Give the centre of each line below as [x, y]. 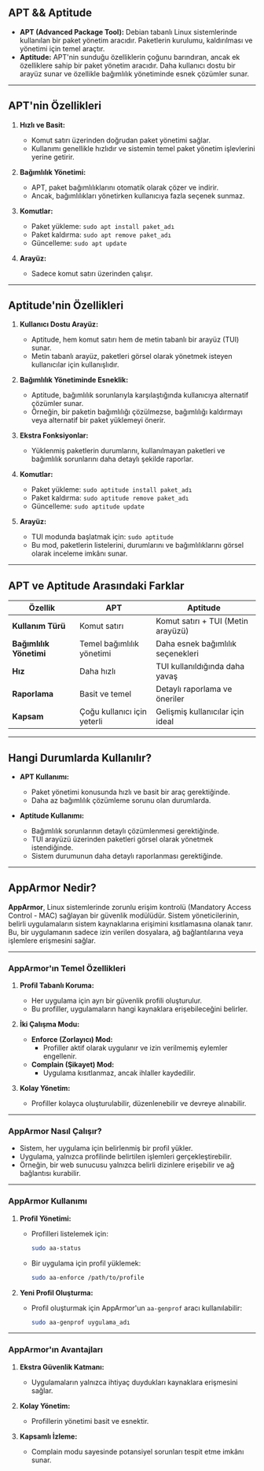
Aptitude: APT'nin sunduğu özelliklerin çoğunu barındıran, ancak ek [130, 57]
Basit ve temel [106, 694]
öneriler [170, 699]
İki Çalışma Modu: [49, 1024]
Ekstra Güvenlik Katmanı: [62, 1367]
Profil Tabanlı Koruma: [57, 985]
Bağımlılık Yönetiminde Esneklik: [74, 380]
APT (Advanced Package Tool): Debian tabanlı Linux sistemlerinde [128, 31]
